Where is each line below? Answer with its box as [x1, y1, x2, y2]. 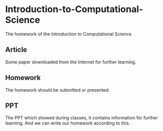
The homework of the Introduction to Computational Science [5, 31, 132, 37]
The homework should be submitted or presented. [5, 87, 110, 93]
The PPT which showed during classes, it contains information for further [5, 115, 158, 121]
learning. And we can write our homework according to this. [5, 120, 131, 126]
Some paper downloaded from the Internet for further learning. [5, 59, 137, 65]
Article [5, 45, 27, 54]
